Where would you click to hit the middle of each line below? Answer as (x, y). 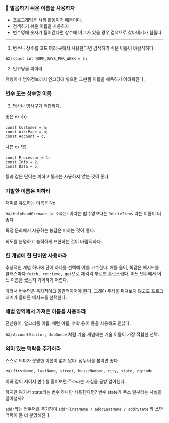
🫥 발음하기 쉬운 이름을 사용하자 (40, 8)
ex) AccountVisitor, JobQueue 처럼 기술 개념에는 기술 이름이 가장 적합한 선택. (82, 334)
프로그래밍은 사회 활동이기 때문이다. (48, 20)
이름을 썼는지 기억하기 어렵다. (39, 280)
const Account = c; (26, 136)
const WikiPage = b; (27, 132)
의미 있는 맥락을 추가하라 (33, 349)
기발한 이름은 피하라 (28, 191)
